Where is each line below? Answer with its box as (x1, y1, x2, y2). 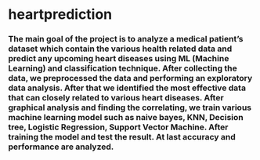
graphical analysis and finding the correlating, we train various (8, 102, 252, 113)
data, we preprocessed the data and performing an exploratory (8, 73, 253, 84)
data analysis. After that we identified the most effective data (8, 82, 247, 93)
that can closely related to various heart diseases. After (8, 93, 225, 104)
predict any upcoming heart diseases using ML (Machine (8, 53, 229, 64)
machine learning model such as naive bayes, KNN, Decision (8, 112, 244, 123)
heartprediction (8, 5, 113, 24)
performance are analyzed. (8, 141, 114, 152)
